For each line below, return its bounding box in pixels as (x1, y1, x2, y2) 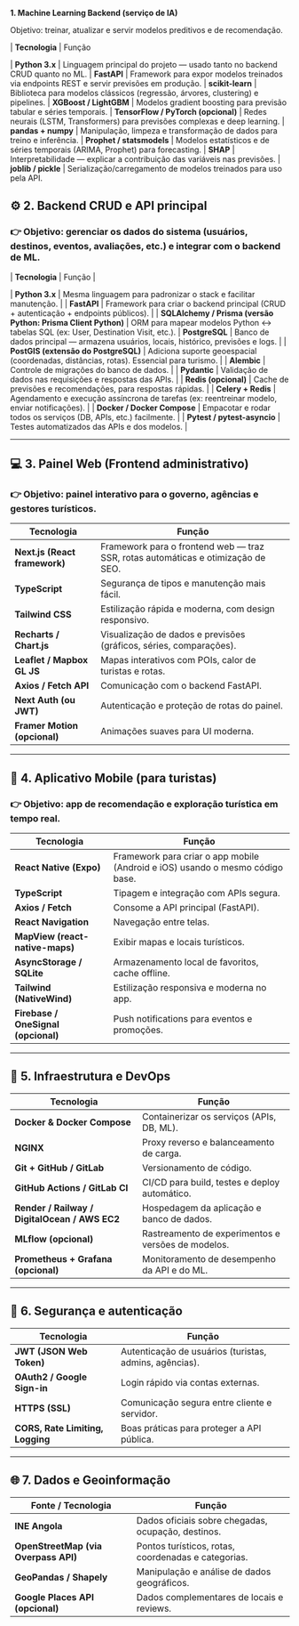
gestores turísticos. (10, 503, 97, 514)
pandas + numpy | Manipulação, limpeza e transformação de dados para (10, 125, 278, 136)
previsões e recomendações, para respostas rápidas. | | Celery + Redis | (10, 383, 277, 394)
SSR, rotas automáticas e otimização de (99, 552, 266, 564)
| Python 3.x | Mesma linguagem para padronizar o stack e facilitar (10, 288, 256, 299)
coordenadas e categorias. (136, 1550, 248, 1563)
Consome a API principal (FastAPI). (113, 902, 260, 914)
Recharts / (14, 628, 60, 641)
